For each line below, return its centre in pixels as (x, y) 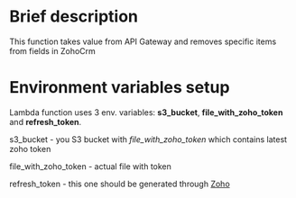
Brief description (74, 17)
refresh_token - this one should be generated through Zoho (120, 184)
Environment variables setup (120, 88)
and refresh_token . (46, 121)
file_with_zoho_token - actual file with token (90, 166)
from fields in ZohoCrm (53, 50)
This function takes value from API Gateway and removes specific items (143, 41)
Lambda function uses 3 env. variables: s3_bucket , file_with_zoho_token (146, 112)
